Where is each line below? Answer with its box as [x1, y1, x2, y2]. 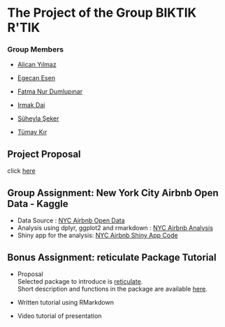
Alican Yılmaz [17, 61, 57, 69]
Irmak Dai [17, 101, 45, 109]
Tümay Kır [17, 128, 48, 137]
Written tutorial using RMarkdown [17, 298, 114, 306]
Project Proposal [7, 148, 82, 160]
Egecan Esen [17, 74, 56, 82]
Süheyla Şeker [17, 114, 59, 123]
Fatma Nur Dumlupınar [17, 87, 82, 96]
